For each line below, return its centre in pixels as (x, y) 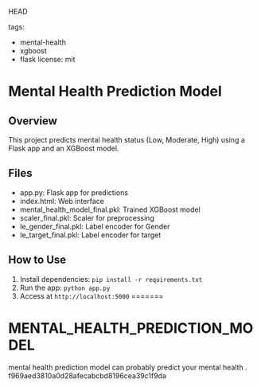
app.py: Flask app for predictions (74, 192)
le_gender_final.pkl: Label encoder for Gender (95, 226)
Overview (33, 121)
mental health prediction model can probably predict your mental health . (128, 367)
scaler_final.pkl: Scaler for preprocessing (87, 217)
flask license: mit (47, 59)
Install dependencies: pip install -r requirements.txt (111, 279)
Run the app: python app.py (65, 287)
